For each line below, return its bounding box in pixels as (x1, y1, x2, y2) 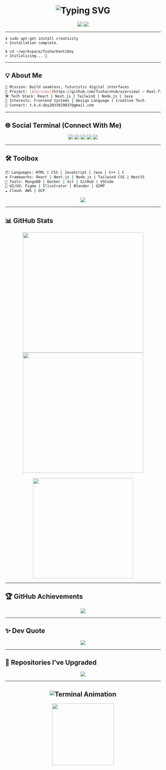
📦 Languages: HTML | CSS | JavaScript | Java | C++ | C (5, 170, 124, 175)
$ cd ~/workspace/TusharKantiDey (5, 49, 74, 54)
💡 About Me (5, 72, 42, 80)
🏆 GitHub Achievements (5, 592, 83, 601)
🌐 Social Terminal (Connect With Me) (5, 121, 122, 129)
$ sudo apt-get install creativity (5, 36, 79, 41)
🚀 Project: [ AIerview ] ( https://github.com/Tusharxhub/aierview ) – (5, 89, 145, 94)
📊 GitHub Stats (5, 216, 53, 225)
